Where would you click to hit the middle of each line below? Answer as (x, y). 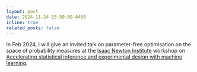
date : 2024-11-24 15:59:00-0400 (46, 17)
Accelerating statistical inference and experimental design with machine (94, 57)
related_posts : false (33, 28)
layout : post (22, 11)
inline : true (22, 22)
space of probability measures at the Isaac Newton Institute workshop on (96, 51)
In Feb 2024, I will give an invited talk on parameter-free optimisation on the (99, 44)
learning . (17, 63)
